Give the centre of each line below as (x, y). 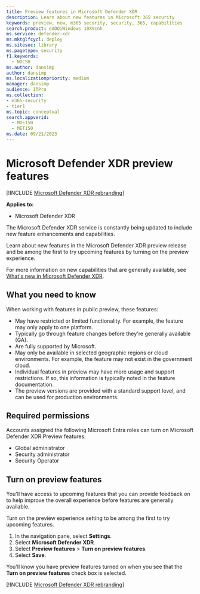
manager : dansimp (28, 84)
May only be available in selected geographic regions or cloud (91, 353)
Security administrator (42, 454)
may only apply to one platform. (54, 327)
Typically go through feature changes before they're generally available (103, 333)
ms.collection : (25, 95)
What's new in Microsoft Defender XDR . (55, 276)
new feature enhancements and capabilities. (61, 234)
